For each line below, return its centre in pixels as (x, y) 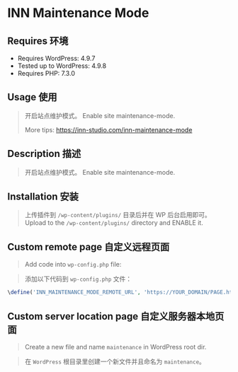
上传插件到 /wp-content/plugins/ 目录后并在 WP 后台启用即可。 (118, 215)
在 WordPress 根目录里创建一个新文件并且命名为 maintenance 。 (115, 361)
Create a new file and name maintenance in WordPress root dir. (115, 347)
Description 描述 (44, 154)
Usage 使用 (33, 97)
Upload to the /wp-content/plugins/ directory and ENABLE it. (114, 223)
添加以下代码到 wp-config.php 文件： (78, 279)
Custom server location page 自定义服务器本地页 (116, 316)
